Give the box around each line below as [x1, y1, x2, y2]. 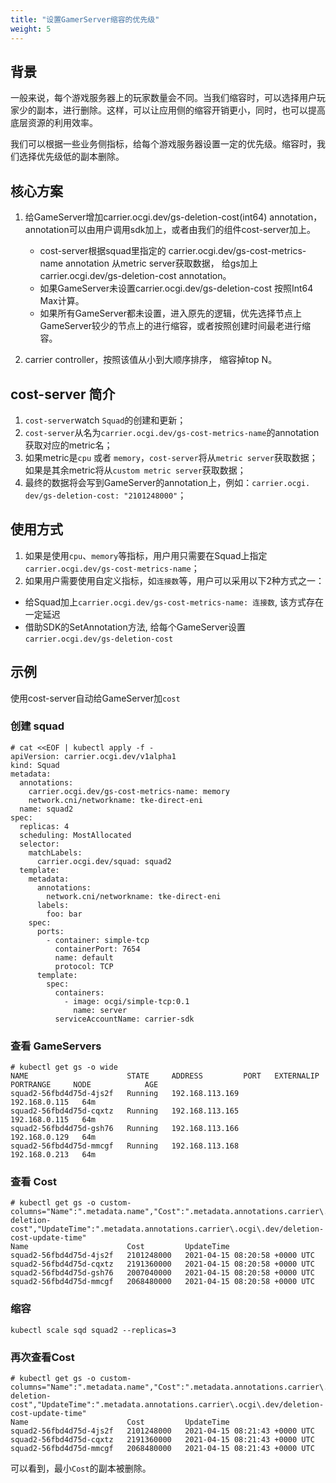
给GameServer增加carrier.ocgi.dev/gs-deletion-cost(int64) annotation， [24, 211, 323, 223]
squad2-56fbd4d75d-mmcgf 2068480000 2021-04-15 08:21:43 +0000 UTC [10, 1444, 315, 1454]
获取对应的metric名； [24, 439, 113, 451]
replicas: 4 [19, 821, 70, 831]
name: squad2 [19, 804, 74, 814]
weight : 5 [10, 24, 52, 34]
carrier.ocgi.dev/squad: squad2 [36, 856, 172, 866]
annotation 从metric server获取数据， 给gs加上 [65, 257, 258, 270]
